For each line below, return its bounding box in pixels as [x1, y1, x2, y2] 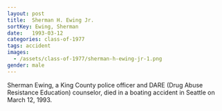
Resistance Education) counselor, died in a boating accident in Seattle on [7, 88, 216, 96]
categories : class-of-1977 [7, 36, 85, 43]
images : [7, 49, 30, 56]
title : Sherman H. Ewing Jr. [7, 17, 95, 24]
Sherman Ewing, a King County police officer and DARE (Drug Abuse [7, 80, 203, 89]
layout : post [7, 10, 45, 17]
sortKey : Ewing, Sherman [7, 23, 79, 30]
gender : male [7, 62, 45, 69]
